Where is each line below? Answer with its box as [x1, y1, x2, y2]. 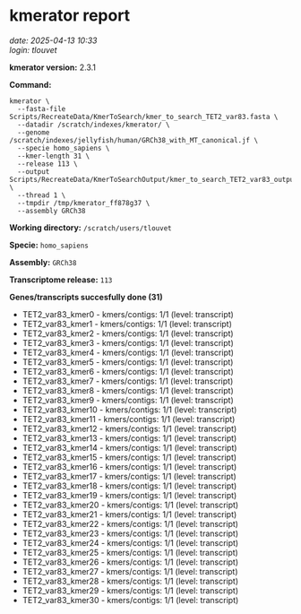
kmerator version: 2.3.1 [9, 62, 97, 73]
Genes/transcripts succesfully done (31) [9, 291, 163, 302]
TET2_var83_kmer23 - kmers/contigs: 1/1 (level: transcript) [21, 528, 239, 539]
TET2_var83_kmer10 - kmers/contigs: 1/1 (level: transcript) [21, 404, 237, 415]
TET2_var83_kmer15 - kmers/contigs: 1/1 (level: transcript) [21, 452, 237, 463]
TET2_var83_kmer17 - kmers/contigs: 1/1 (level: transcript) [21, 471, 237, 481]
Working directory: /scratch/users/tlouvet [9, 221, 172, 233]
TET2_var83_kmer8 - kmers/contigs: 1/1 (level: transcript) [21, 385, 235, 395]
